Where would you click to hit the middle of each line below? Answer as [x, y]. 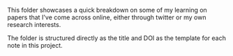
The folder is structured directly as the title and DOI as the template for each [117, 38]
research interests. [34, 25]
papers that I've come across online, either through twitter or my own [107, 17]
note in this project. [35, 45]
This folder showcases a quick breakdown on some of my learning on [107, 10]
